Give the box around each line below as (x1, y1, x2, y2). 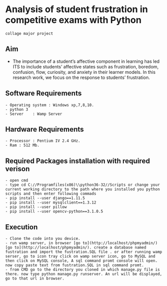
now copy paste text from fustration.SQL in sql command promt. (5, 263, 144, 268)
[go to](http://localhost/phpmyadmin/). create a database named (5, 245, 146, 250)
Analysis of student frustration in (5, 4, 148, 15)
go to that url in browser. (5, 276, 65, 281)
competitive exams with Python (5, 14, 142, 26)
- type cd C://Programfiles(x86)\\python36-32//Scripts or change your (5, 182, 160, 188)
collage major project (5, 31, 53, 36)
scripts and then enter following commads (5, 191, 96, 196)
